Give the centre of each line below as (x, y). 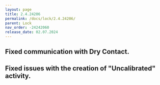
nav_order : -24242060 (27, 28)
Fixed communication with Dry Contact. (67, 52)
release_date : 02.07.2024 (31, 32)
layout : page (18, 9)
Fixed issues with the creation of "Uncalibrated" (80, 68)
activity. (18, 76)
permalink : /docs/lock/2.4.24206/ (40, 18)
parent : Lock (18, 23)
